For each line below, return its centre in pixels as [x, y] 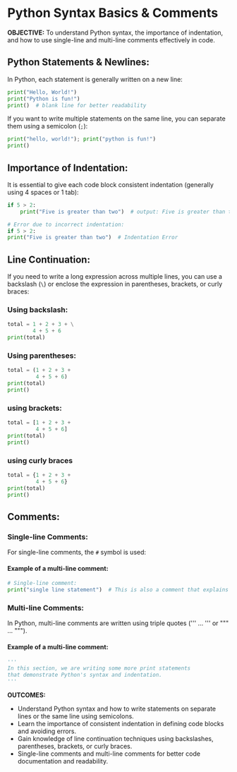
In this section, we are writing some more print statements [99, 668]
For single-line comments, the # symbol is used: [77, 553]
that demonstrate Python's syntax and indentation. [85, 675]
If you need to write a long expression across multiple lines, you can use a [115, 277]
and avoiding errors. [47, 731]
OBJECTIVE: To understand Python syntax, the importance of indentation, [115, 32]
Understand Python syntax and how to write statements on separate [117, 709]
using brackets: [35, 408]
